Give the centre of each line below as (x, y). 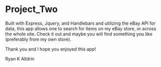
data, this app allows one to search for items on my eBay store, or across (81, 28)
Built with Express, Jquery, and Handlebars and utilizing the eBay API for (80, 23)
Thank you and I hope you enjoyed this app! (51, 49)
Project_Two (31, 9)
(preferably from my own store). (38, 39)
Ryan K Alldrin (20, 58)
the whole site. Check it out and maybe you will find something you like (79, 34)
